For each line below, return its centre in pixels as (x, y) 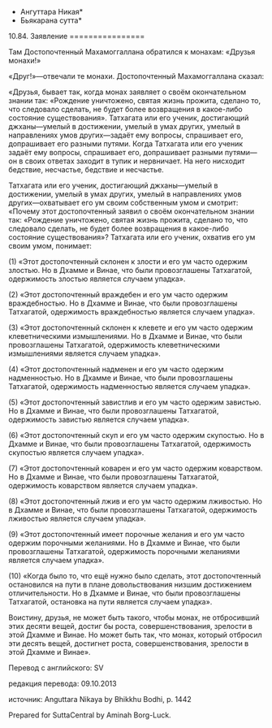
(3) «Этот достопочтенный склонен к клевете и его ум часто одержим (131, 327)
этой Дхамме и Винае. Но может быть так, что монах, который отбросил (135, 635)
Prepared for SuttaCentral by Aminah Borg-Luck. (90, 715)
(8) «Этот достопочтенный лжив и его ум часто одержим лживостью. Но (135, 501)
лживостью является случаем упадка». (77, 518)
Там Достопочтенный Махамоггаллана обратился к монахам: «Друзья (132, 52)
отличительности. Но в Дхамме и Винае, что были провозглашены (125, 593)
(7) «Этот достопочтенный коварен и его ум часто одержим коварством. (136, 468)
